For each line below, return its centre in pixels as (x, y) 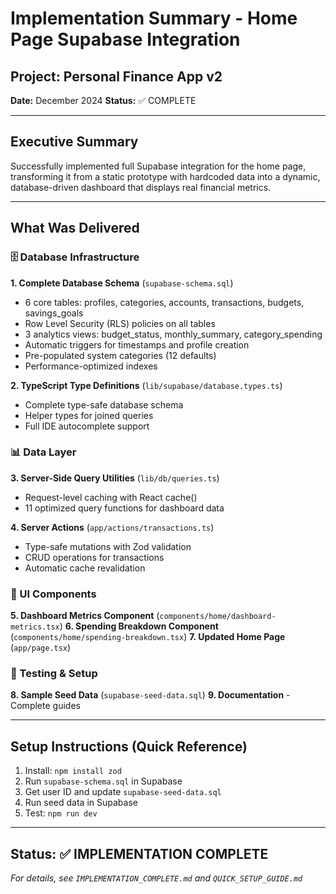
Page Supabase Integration (125, 39)
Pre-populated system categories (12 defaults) (120, 355)
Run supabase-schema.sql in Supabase (103, 781)
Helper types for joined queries (89, 415)
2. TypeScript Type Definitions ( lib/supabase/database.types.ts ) (146, 385)
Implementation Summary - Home (154, 18)
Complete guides (45, 706)
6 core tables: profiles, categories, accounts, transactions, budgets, (164, 302)
